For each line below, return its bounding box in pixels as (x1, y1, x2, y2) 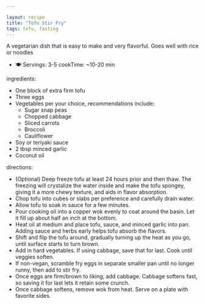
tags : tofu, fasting (6, 26, 59, 32)
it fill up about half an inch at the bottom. (15, 214, 118, 222)
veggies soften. (15, 253, 55, 261)
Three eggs (15, 93, 45, 101)
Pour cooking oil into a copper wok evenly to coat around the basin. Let (15, 208, 195, 215)
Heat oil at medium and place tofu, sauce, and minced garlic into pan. (15, 221, 190, 228)
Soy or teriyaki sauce (15, 139, 69, 147)
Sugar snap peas (24, 106, 67, 114)
